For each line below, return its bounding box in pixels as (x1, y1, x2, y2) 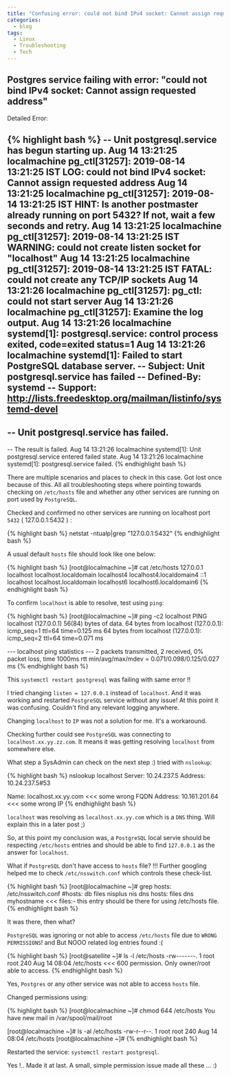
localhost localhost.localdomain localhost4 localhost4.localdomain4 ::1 (7, 570, 206, 579)
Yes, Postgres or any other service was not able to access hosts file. (7, 979, 201, 988)
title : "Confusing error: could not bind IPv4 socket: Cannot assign (7, 10, 211, 17)
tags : (7, 29, 23, 37)
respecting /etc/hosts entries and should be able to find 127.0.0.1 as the (7, 841, 215, 849)
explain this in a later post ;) (7, 820, 86, 828)
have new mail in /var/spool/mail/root (7, 1013, 112, 1022)
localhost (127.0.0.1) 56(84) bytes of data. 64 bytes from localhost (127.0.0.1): (7, 619, 223, 628)
